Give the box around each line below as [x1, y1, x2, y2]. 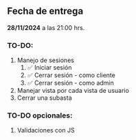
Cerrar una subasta [16, 94, 72, 102]
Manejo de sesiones [16, 56, 74, 64]
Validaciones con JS [16, 126, 75, 135]
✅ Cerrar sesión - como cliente [27, 71, 115, 79]
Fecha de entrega [7, 5, 84, 17]
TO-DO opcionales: [7, 111, 73, 120]
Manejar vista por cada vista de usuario [16, 87, 129, 95]
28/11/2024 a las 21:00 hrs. [7, 23, 85, 31]
